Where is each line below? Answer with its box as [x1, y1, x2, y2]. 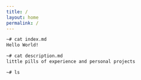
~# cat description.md [6, 53, 63, 59]
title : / [6, 8, 28, 15]
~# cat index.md [6, 37, 47, 43]
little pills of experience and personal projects [6, 58, 136, 64]
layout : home [6, 14, 39, 20]
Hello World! [6, 42, 39, 48]
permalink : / [6, 20, 39, 26]
